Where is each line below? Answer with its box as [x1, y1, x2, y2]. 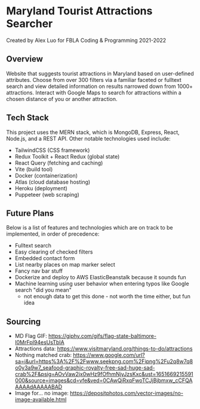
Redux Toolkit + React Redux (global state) [14, 152, 120, 160]
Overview [6, 54, 44, 64]
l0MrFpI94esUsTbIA [14, 339, 64, 346]
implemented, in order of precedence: [6, 230, 100, 237]
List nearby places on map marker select [14, 261, 115, 268]
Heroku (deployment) [14, 184, 67, 192]
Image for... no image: [14, 390, 69, 397]
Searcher [6, 17, 53, 30]
